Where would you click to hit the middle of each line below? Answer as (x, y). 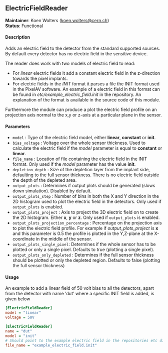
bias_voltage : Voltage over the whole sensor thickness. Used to (79, 143)
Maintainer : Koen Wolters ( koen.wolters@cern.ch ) (57, 20)
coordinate (23, 239)
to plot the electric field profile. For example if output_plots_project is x (85, 228)
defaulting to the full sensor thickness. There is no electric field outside (86, 175)
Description (18, 37)
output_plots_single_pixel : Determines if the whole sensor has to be (84, 244)
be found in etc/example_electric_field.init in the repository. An (77, 94)
